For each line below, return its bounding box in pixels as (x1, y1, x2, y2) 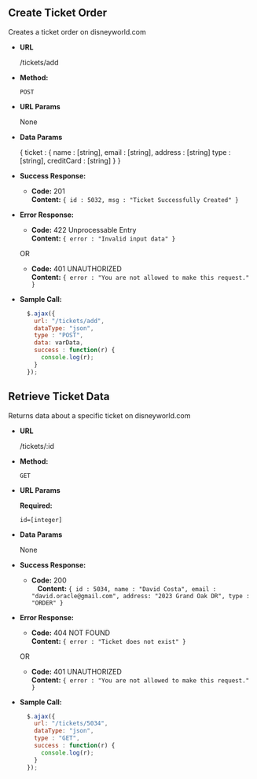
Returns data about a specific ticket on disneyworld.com (8, 410, 191, 420)
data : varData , (34, 339, 84, 347)
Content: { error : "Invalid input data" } (31, 233, 176, 243)
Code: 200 (31, 575, 67, 585)
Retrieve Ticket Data (8, 390, 110, 403)
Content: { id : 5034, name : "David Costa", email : (37, 583, 217, 593)
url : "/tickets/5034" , (34, 719, 108, 728)
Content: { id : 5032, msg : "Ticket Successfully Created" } (31, 194, 239, 204)
